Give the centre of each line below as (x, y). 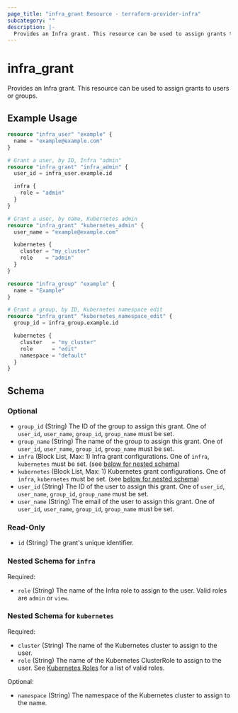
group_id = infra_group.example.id (66, 323)
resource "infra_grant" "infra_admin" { (68, 167)
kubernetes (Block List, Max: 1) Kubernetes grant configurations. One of (122, 471)
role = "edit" (49, 349)
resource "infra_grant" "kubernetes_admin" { (75, 225)
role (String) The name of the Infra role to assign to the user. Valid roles (122, 590)
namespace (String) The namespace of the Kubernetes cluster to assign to (124, 695)
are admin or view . (43, 598)
